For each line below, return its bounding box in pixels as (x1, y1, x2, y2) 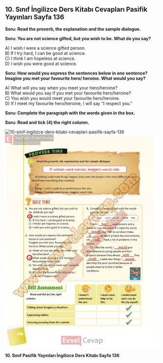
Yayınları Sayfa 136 (5, 13, 64, 22)
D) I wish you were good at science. (5, 60, 77, 67)
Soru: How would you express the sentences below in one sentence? (5, 70, 148, 76)
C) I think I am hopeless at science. (5, 55, 76, 61)
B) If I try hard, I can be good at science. (5, 50, 86, 56)
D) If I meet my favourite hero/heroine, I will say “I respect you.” (5, 100, 133, 106)
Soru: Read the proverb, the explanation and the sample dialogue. (5, 26, 141, 32)
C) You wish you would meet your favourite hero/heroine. (5, 95, 121, 101)
